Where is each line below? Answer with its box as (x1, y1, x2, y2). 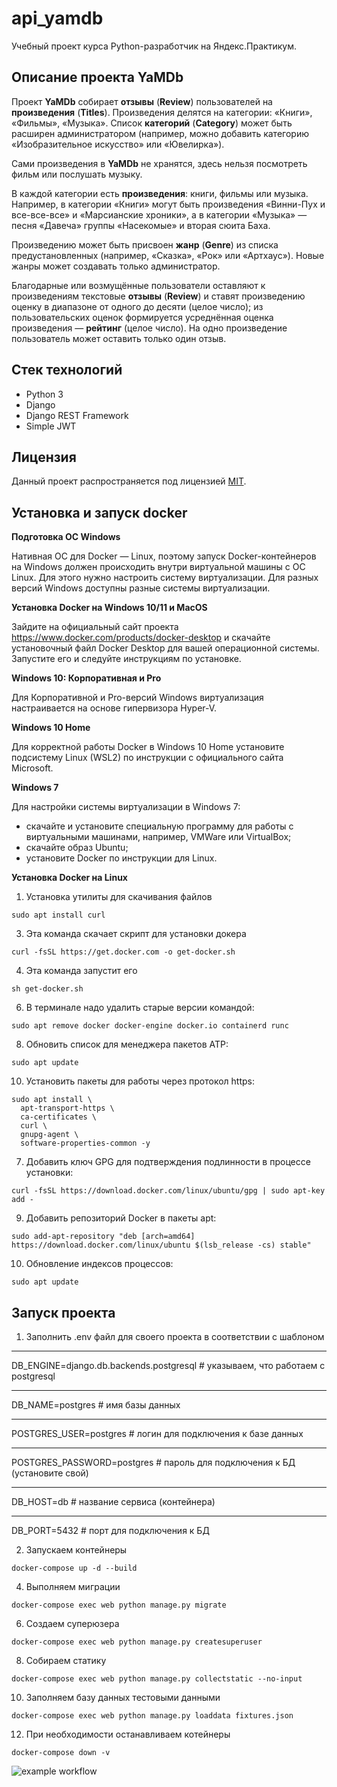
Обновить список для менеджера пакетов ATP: (25, 1038, 229, 1051)
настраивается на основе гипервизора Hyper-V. (11, 702, 218, 714)
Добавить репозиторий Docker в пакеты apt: (25, 1212, 217, 1224)
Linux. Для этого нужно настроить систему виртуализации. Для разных (11, 572, 319, 584)
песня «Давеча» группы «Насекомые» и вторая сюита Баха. (11, 219, 271, 231)
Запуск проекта (11, 1304, 116, 1321)
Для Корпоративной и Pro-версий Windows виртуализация (11, 692, 264, 704)
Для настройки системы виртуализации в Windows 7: (11, 801, 241, 813)
